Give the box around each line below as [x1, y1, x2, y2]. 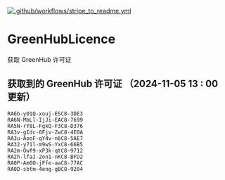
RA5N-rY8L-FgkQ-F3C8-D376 [7, 122, 83, 129]
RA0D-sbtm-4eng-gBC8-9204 [7, 165, 83, 172]
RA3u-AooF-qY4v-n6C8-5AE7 [7, 134, 83, 142]
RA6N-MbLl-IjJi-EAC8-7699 [7, 116, 83, 123]
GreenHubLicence [7, 32, 116, 47]
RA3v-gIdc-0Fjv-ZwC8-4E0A [7, 129, 83, 136]
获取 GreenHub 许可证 [7, 55, 72, 63]
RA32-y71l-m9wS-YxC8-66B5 [7, 141, 83, 148]
